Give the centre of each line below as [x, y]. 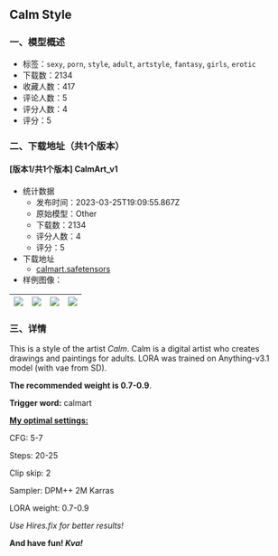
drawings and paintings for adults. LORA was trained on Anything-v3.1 [139, 358]
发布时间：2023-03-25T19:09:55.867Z [108, 202]
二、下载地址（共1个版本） [67, 146]
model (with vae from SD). [58, 368]
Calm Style [41, 15]
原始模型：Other [66, 213]
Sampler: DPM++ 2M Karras [62, 491]
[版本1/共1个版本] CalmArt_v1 [64, 169]
